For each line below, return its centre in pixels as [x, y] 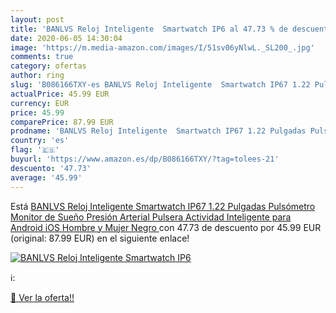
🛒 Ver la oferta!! [42, 297]
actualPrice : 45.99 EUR [60, 94]
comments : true [42, 57]
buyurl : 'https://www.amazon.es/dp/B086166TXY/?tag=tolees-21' [145, 159]
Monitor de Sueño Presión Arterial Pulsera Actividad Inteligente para [151, 217]
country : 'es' [40, 141]
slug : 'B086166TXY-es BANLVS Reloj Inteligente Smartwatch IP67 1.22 [160, 85]
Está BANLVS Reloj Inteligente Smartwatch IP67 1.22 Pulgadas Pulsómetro [163, 206]
